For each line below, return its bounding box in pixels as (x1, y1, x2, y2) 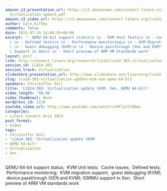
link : (5, 58, 16, 63)
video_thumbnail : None (5, 95, 52, 100)
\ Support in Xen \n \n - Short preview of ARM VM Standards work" (9, 49, 150, 54)
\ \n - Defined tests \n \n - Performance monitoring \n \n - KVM (9, 40, 146, 45)
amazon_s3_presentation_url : (5, 7, 66, 12)
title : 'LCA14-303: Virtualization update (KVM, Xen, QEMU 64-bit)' (5, 86, 150, 91)
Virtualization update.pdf (9, 12, 66, 17)
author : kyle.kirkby (5, 21, 48, 26)
